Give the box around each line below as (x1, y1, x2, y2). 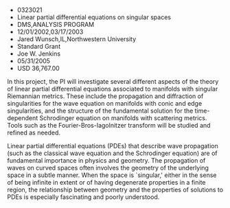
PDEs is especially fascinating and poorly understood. (7, 193, 160, 201)
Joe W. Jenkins (16, 49, 60, 58)
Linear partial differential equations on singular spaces (16, 13, 172, 21)
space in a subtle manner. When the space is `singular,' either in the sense (7, 171, 217, 179)
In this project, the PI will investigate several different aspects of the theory (7, 78, 219, 85)
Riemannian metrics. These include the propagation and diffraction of (7, 92, 204, 100)
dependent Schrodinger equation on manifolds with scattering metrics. (7, 114, 207, 122)
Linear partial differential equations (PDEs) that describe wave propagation (7, 142, 218, 150)
